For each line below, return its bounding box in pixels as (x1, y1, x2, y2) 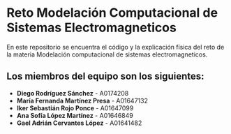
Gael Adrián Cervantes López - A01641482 (16, 119, 142, 127)
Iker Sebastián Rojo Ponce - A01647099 (16, 103, 134, 112)
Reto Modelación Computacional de (6, 5, 218, 21)
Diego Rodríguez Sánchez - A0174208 (16, 89, 129, 97)
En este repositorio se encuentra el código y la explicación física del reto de (6, 43, 225, 51)
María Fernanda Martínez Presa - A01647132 (16, 96, 148, 105)
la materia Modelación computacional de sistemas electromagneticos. (6, 50, 208, 59)
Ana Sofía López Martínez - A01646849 (16, 111, 133, 119)
